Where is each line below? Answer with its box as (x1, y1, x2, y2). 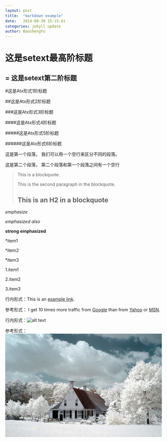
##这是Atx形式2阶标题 (5, 98, 51, 104)
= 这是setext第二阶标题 (5, 74, 77, 82)
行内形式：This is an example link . (5, 296, 75, 302)
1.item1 (5, 266, 19, 273)
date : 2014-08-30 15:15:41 (5, 18, 66, 23)
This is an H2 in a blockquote (17, 196, 108, 204)
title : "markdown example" (5, 13, 64, 18)
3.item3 (5, 286, 21, 292)
